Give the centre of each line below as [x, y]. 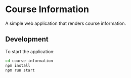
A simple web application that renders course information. [66, 23]
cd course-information [29, 61]
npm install [18, 65]
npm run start [20, 70]
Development [27, 39]
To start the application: [30, 51]
